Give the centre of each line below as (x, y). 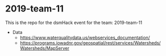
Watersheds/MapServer (44, 48)
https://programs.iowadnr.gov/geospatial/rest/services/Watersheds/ (90, 42)
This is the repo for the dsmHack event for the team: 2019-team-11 (74, 22)
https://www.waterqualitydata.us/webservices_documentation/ (85, 37)
